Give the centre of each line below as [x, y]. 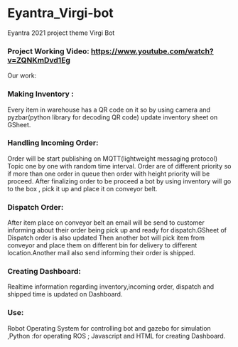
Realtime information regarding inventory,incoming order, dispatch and [111, 287]
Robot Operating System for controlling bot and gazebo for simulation [109, 328]
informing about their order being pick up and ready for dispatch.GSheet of [117, 230]
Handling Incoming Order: [53, 143]
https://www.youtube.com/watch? [153, 51]
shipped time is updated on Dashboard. [65, 294]
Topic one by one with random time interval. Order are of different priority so [119, 166]
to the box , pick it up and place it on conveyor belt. [82, 188]
